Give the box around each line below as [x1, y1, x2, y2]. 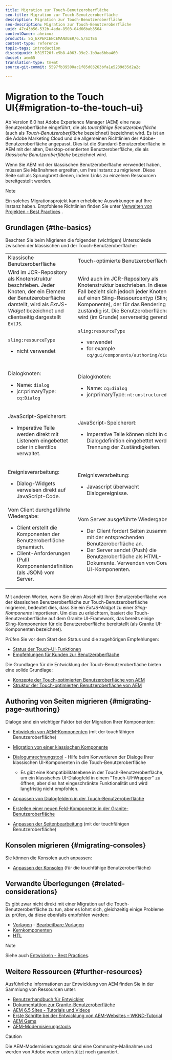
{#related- [91, 879, 125, 888]
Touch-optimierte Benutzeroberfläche [77, 257, 170, 264]
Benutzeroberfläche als [86, 553, 143, 560]
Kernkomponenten [12, 927, 52, 934]
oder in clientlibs [16, 443, 56, 451]
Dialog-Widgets [16, 480, 55, 487]
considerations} [5, 887, 58, 896]
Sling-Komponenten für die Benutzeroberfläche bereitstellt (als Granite [5, 621, 155, 627]
